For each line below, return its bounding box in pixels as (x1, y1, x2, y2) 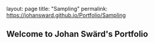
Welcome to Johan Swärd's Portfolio (6, 29, 148, 39)
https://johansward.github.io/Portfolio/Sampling (6, 12, 127, 19)
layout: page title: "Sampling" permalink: (6, 5, 108, 12)
